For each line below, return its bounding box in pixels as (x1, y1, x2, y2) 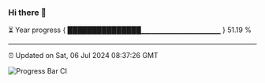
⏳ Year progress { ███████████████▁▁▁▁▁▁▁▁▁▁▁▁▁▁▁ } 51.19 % (8, 25, 252, 34)
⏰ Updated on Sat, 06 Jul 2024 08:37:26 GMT (8, 51, 159, 60)
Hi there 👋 (8, 7, 47, 18)
